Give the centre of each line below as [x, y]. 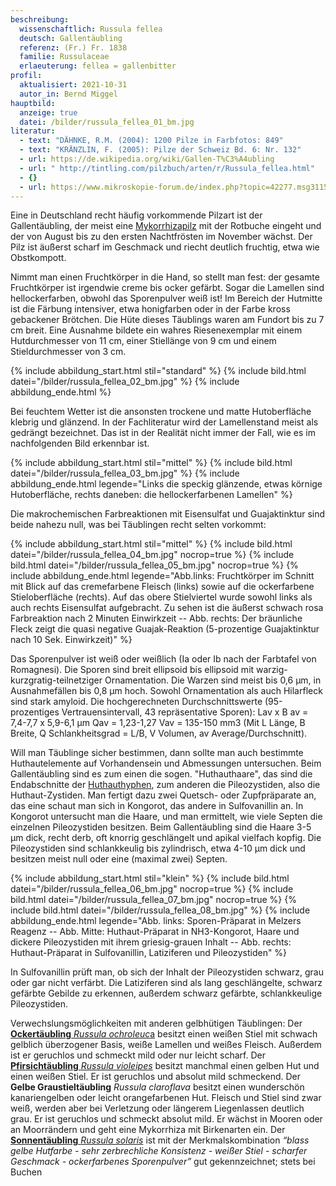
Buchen [26, 1172]
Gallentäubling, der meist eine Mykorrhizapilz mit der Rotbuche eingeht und [166, 226]
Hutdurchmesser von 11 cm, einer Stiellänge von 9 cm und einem [143, 341]
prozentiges [35, 712]
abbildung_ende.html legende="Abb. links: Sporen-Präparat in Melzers [156, 921]
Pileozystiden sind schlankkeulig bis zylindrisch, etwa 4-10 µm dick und [158, 848]
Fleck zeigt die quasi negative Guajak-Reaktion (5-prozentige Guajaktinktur [165, 629]
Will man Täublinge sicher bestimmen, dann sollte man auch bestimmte [157, 753]
